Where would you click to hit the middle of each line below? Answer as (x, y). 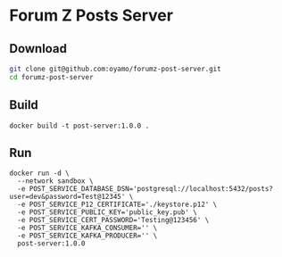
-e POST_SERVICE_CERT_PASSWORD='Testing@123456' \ (113, 220)
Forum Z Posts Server (91, 16)
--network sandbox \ (55, 181)
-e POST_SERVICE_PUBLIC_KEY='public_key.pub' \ (108, 212)
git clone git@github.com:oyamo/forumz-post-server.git (115, 69)
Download (38, 49)
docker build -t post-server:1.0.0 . (79, 126)
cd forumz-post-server (51, 77)
